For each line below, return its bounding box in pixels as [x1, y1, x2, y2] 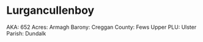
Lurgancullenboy [6, 4, 95, 17]
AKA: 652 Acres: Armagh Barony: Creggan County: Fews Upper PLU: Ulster [6, 23, 197, 31]
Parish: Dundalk [6, 29, 46, 37]
